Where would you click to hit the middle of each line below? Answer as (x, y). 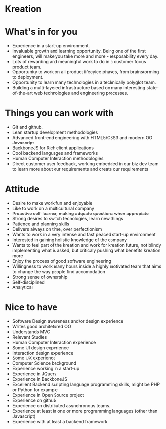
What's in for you (41, 32)
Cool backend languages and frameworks (55, 153)
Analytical (23, 287)
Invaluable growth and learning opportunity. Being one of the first (79, 51)
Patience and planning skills (41, 224)
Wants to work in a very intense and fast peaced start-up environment (84, 235)
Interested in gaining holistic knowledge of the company (70, 240)
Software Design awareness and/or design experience (68, 321)
